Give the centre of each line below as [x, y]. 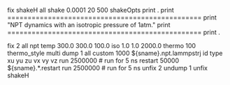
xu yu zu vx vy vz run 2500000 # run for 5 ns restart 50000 [93, 61]
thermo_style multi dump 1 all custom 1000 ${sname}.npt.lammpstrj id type [115, 53]
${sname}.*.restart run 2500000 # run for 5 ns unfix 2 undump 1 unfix [108, 68]
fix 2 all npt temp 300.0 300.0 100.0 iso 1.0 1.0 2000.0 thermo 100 [102, 46]
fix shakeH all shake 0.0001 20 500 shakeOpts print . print [91, 10]
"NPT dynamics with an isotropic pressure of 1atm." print [89, 25]
